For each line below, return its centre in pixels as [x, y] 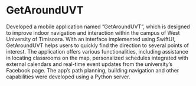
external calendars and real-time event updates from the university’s [89, 64]
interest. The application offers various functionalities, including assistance [97, 51]
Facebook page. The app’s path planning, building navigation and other [93, 70]
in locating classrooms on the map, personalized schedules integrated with [97, 58]
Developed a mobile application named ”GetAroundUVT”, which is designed [98, 27]
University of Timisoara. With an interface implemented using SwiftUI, [91, 39]
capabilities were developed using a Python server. [68, 77]
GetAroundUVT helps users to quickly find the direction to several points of [97, 45]
